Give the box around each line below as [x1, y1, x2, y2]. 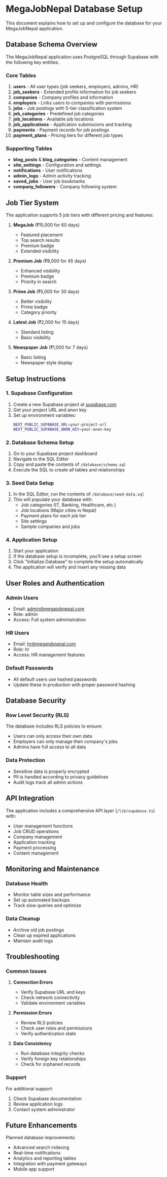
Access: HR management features [13, 652, 85, 658]
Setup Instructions [6, 374, 66, 383]
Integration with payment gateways [13, 1161, 87, 1167]
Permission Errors [13, 1010, 52, 1016]
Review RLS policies [20, 1020, 63, 1026]
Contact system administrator [13, 1106, 76, 1112]
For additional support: [6, 1085, 53, 1092]
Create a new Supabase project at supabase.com [13, 401, 117, 407]
